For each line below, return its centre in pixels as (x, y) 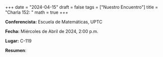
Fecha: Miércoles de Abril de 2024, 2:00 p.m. (52, 31)
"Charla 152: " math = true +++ (37, 12)
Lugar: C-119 (18, 41)
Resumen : (16, 50)
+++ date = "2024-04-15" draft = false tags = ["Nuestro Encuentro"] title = (81, 7)
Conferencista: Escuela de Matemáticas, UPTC (54, 22)
